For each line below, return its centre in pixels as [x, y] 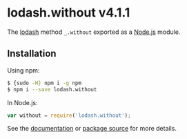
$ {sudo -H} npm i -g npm [44, 83]
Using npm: [23, 70]
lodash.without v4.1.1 [69, 13]
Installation [32, 54]
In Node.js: [22, 102]
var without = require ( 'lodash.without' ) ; [69, 115]
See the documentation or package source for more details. [92, 129]
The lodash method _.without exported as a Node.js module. [94, 32]
